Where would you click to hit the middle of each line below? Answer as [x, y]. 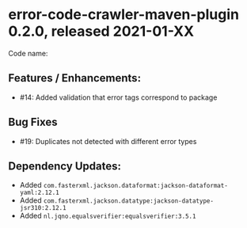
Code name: [28, 53]
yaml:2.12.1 [39, 193]
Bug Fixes [33, 122]
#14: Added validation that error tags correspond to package [118, 97]
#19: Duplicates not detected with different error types [108, 141]
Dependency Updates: [65, 166]
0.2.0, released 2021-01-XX [101, 31]
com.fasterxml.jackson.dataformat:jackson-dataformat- [135, 186]
